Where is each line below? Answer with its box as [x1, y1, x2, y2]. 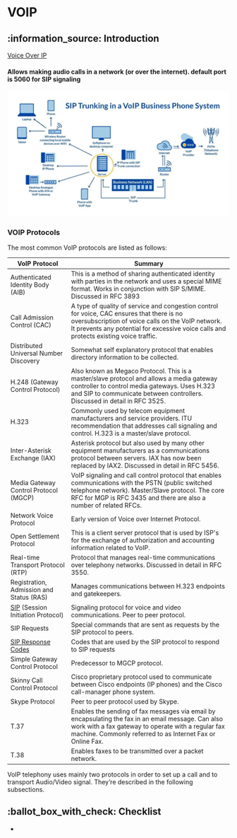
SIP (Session [10, 603, 47, 612]
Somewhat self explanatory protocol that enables [71, 345, 214, 354]
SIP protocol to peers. [71, 627, 134, 636]
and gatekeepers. [71, 589, 122, 598]
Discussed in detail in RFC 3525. [71, 397, 166, 405]
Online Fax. [71, 737, 104, 745]
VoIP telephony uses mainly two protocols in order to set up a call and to [7, 770, 218, 779]
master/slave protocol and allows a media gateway [71, 374, 218, 383]
